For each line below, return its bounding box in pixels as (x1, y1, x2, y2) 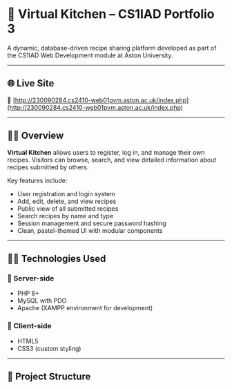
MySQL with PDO (17, 296, 67, 305)
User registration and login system (17, 189, 115, 198)
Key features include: (7, 176, 68, 184)
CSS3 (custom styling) (17, 344, 81, 352)
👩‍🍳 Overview (7, 130, 64, 142)
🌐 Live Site (7, 77, 55, 89)
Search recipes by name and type (17, 211, 114, 220)
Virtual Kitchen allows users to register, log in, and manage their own (7, 148, 205, 156)
